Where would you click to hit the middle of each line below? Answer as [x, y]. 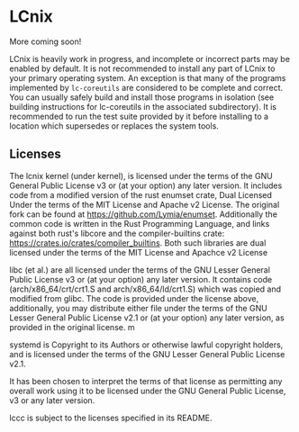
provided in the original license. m [72, 327]
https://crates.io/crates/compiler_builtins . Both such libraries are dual [138, 243]
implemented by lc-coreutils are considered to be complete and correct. [146, 87]
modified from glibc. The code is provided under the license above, [134, 298]
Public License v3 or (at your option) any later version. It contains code [141, 279]
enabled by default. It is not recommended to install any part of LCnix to [142, 68]
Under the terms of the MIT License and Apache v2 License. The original [145, 204]
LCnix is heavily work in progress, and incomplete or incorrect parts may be [150, 58]
